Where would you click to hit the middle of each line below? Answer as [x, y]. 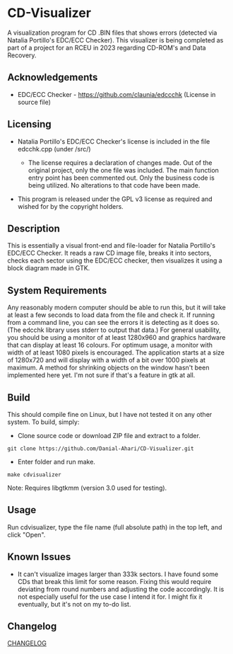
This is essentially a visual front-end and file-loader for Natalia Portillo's [112, 246]
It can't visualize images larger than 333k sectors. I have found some [118, 574]
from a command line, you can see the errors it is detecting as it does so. [114, 323]
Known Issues [39, 557]
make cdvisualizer [34, 475]
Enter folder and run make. [56, 462]
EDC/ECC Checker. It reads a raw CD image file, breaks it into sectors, [109, 253]
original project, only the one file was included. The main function [123, 170]
